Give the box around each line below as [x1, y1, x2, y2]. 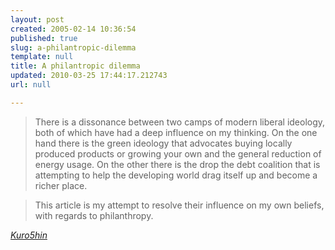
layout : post [10, 14, 65, 25]
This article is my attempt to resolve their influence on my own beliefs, [34, 199, 325, 211]
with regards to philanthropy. [34, 209, 154, 221]
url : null [10, 80, 52, 90]
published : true [10, 33, 78, 43]
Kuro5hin [10, 229, 48, 241]
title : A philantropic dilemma [10, 61, 141, 71]
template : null [10, 52, 74, 62]
